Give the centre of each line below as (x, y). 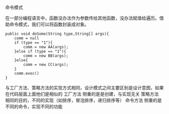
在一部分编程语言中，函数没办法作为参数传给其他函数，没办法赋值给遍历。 (82, 18)
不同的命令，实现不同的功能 (34, 106)
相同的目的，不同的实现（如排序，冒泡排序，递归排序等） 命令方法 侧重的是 (83, 100)
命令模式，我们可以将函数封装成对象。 (49, 24)
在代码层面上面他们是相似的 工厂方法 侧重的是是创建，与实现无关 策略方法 (82, 94)
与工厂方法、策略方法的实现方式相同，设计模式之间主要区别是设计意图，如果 (84, 88)
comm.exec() (27, 73)
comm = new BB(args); (46, 56)
